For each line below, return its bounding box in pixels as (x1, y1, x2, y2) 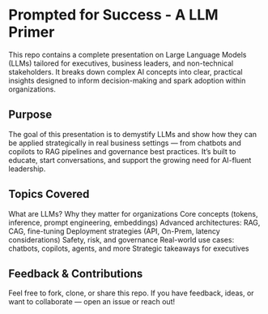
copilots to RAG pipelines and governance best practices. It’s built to (8, 146, 236, 156)
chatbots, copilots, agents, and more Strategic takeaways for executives (8, 243, 249, 253)
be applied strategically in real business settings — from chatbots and (8, 138, 241, 148)
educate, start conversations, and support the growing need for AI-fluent (8, 155, 252, 165)
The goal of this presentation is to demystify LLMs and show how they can (8, 129, 257, 139)
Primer (8, 23, 55, 41)
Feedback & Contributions (8, 266, 143, 281)
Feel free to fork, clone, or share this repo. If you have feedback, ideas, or (8, 288, 254, 298)
